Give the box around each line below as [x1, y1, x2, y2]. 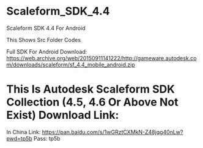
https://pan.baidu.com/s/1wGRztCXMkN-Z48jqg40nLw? [42, 128, 183, 135]
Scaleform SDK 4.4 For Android [6, 24, 86, 32]
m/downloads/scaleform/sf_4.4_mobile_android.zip [6, 61, 136, 68]
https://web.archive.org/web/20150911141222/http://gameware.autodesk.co [6, 54, 197, 62]
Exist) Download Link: [6, 108, 119, 122]
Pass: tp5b [33, 135, 61, 142]
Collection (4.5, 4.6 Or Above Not [6, 96, 179, 109]
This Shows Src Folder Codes [6, 36, 81, 43]
